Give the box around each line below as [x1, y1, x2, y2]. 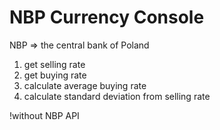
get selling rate [23, 58, 86, 70]
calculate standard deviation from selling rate [23, 90, 211, 102]
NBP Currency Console [9, 6, 205, 29]
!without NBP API [9, 109, 80, 121]
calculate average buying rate [23, 79, 147, 91]
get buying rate [23, 69, 87, 81]
